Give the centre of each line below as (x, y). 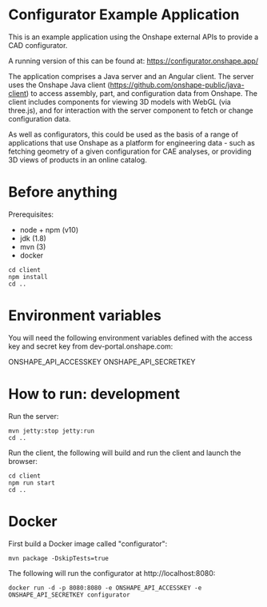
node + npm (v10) (49, 230)
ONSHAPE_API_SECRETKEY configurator (69, 595)
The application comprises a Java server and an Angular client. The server (131, 76)
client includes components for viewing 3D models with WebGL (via (120, 102)
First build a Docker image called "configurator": (88, 543)
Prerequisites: (31, 214)
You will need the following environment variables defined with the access (131, 337)
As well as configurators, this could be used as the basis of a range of (123, 134)
